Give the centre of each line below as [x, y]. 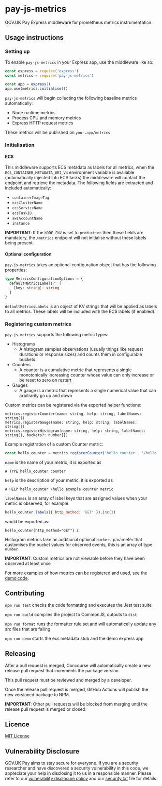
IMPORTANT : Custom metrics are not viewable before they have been [75, 558]
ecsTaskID [22, 213]
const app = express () [28, 84]
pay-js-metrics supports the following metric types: [57, 335]
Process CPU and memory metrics [46, 118]
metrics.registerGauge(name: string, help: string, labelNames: [71, 423]
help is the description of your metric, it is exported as [59, 480]
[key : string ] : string [37, 288]
